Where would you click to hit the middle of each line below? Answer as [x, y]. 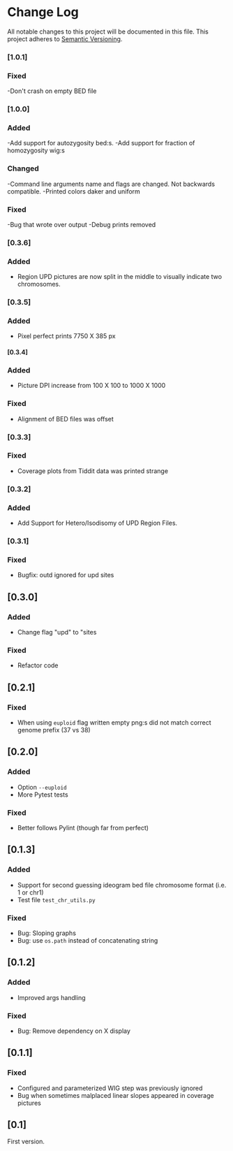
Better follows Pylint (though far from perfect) [83, 827]
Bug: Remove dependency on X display [74, 1031]
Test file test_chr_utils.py [56, 899]
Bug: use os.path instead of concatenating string [88, 940]
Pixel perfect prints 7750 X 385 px [67, 336]
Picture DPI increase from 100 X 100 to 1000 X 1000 [91, 386]
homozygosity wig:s [36, 150]
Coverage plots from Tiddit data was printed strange [93, 471]
